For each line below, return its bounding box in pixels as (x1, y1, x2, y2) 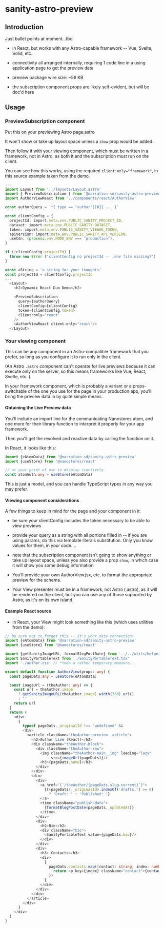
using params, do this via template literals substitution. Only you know (12, 538, 153, 544)
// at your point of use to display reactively (5, 467, 104, 473)
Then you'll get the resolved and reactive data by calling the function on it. (5, 435, 155, 441)
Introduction (5, 23, 44, 31)
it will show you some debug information (12, 563, 94, 568)
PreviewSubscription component (5, 118, 85, 125)
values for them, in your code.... (12, 543, 77, 548)
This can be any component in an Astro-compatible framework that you (5, 349, 149, 355)
